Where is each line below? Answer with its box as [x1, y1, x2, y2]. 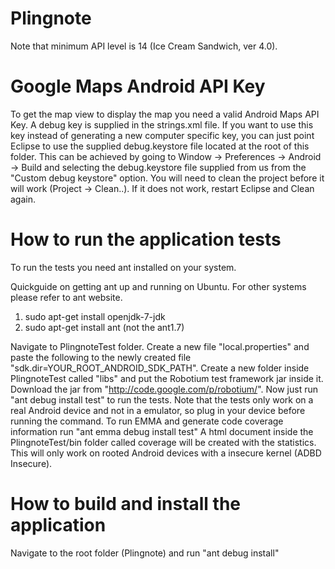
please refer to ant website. [10, 291, 123, 303]
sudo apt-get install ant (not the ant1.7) [24, 321, 185, 333]
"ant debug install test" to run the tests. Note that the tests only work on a [10, 393, 314, 406]
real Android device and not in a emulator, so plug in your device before [10, 404, 306, 416]
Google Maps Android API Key [10, 75, 266, 98]
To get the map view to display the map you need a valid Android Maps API [10, 108, 320, 120]
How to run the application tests [10, 228, 282, 251]
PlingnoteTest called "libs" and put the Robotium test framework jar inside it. [10, 372, 324, 384]
